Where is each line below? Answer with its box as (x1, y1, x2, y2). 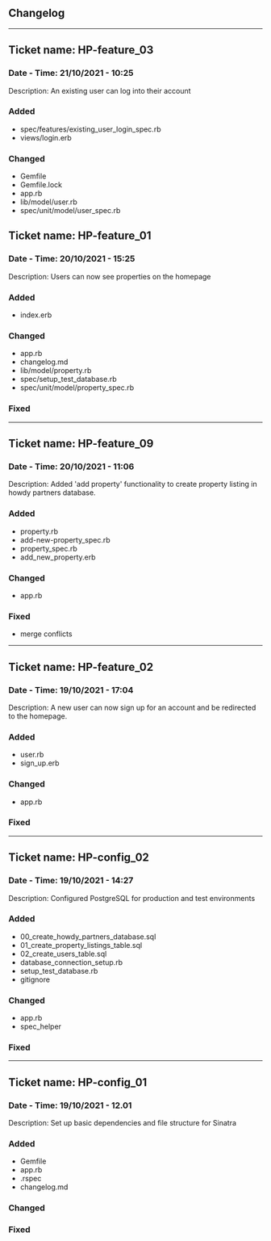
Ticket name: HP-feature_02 (8, 660, 154, 673)
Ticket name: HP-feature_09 (8, 437, 154, 451)
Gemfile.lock (19, 180, 63, 190)
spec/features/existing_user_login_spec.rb (19, 124, 161, 134)
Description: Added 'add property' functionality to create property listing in (8, 480, 258, 489)
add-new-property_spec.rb (19, 535, 110, 544)
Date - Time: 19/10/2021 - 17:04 (8, 684, 134, 695)
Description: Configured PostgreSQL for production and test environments (8, 893, 256, 903)
